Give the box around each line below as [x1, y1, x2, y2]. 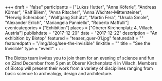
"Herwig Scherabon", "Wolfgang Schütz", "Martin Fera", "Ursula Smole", [5, 15, 150, 20]
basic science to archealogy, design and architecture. [5, 71, 113, 76]
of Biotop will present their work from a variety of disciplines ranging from [5, 65, 153, 71]
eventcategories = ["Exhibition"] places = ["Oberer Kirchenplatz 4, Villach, [5, 25, 154, 31]
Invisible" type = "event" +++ [5, 46, 64, 51]
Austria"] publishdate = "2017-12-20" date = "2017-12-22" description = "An [5, 30, 158, 36]
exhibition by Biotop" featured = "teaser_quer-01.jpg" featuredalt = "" [5, 35, 144, 41]
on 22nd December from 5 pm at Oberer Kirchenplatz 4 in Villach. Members [5, 61, 157, 66]
